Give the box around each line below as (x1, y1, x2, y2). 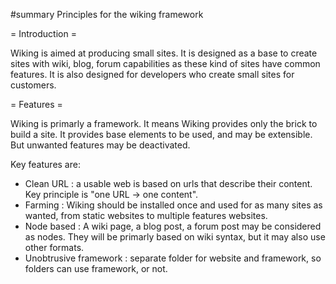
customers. (10, 79, 57, 91)
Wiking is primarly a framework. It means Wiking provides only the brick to (10, 118, 318, 129)
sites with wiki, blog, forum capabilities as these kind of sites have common (10, 58, 321, 69)
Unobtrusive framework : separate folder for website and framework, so (24, 252, 322, 264)
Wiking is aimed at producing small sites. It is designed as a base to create (10, 47, 318, 59)
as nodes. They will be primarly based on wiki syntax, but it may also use (24, 231, 326, 243)
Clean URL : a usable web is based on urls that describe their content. (24, 178, 313, 189)
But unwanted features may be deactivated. (10, 139, 191, 151)
